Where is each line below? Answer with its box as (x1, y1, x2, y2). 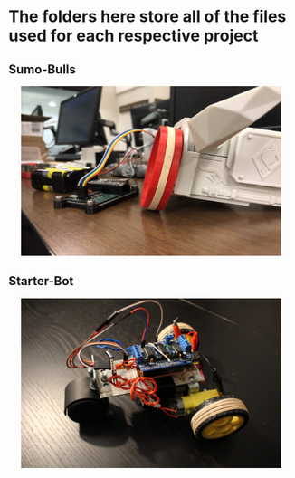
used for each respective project (8, 25, 259, 46)
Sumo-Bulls (8, 62, 76, 77)
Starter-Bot (8, 273, 74, 289)
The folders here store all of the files (8, 6, 287, 27)
